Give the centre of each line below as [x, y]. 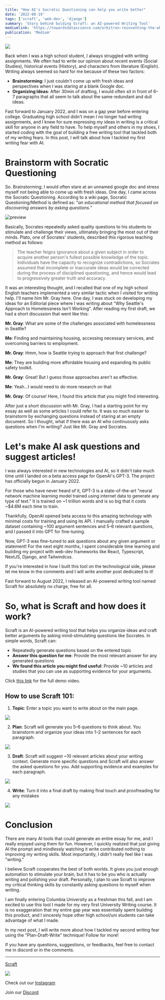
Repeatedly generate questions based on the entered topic [72, 650]
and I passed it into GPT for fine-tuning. [45, 531]
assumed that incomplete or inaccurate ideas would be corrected [83, 267]
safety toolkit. [19, 368]
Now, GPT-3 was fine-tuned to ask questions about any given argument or [80, 541]
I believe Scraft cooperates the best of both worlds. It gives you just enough [82, 869]
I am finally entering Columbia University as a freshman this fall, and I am [79, 899]
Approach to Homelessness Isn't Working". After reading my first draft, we [80, 309]
